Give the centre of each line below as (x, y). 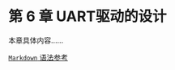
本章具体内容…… (36, 40)
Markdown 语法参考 (38, 57)
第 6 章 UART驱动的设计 (88, 16)
